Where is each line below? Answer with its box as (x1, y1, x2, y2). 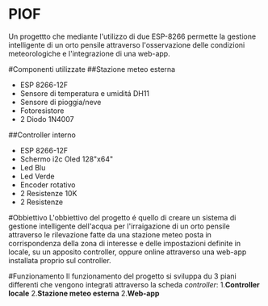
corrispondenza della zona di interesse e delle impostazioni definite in (8, 238, 241, 248)
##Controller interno (8, 130, 77, 140)
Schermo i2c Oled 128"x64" (19, 154, 114, 164)
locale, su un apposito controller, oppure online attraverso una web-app (8, 247, 247, 257)
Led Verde (19, 171, 55, 181)
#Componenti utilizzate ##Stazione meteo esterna (8, 64, 176, 73)
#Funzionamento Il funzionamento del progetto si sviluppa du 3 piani (8, 271, 237, 281)
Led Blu (19, 162, 46, 172)
